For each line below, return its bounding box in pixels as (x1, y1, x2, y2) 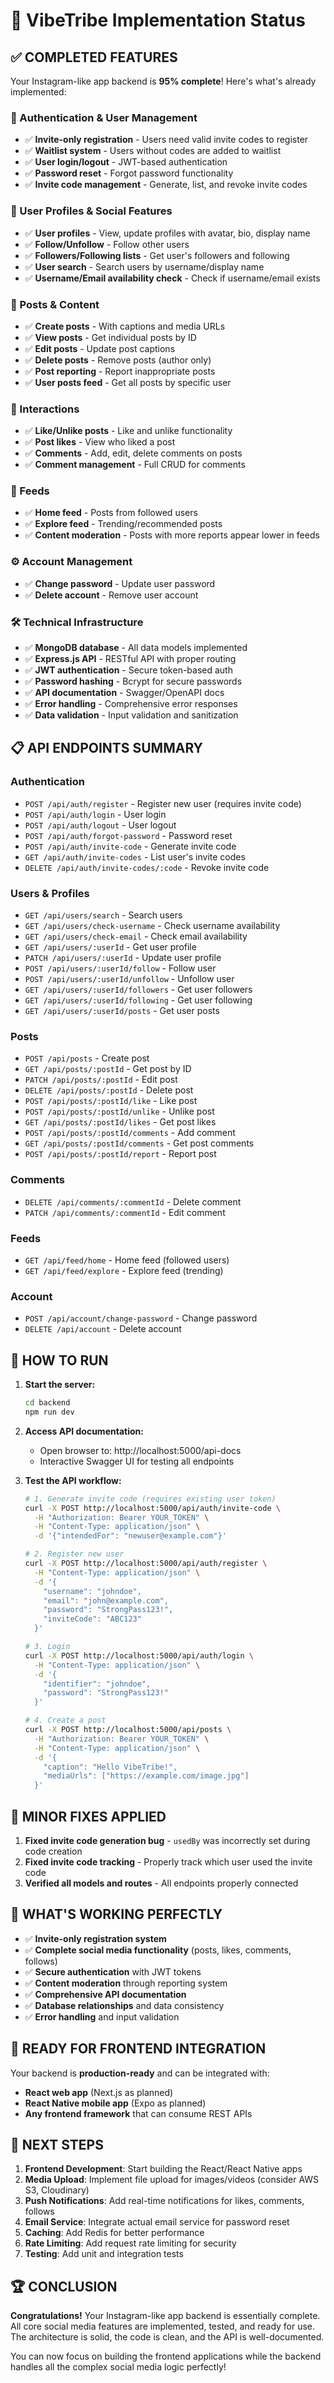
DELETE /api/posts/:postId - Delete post (24, 1084, 194, 1096)
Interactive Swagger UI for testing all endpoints (39, 1455, 235, 1467)
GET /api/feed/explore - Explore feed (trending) (24, 1264, 224, 1276)
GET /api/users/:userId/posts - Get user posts (24, 1005, 220, 1017)
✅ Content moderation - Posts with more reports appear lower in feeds (24, 529, 320, 541)
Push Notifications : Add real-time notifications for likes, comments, (24, 2195, 305, 2207)
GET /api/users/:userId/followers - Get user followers (24, 984, 253, 996)
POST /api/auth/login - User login (24, 808, 167, 820)
